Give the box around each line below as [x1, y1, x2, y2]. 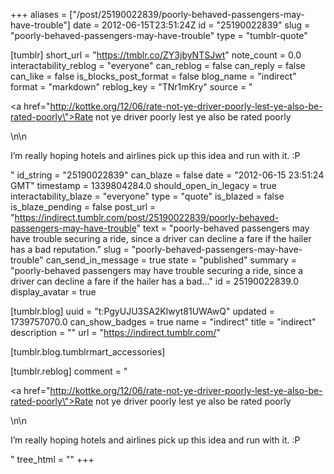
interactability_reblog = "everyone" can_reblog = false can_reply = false [10, 60, 306, 71]
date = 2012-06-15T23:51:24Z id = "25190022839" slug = [72, 19, 311, 31]
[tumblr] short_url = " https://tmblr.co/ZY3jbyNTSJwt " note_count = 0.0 [10, 49, 302, 61]
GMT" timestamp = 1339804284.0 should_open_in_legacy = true [10, 180, 277, 191]
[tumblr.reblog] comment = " [10, 365, 128, 377]
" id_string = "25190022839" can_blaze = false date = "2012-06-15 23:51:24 [10, 169, 325, 181]
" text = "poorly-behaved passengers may [136, 222, 310, 234]
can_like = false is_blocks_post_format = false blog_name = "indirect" [10, 70, 297, 82]
